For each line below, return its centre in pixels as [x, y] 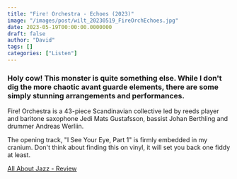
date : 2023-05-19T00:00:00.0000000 [60, 27]
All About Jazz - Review [42, 169]
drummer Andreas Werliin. [46, 126]
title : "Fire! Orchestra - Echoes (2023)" [71, 14]
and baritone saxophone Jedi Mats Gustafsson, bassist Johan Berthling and [118, 119]
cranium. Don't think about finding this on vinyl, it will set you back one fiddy [119, 148]
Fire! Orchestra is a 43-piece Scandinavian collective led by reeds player [113, 111]
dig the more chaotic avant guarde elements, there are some [113, 87]
